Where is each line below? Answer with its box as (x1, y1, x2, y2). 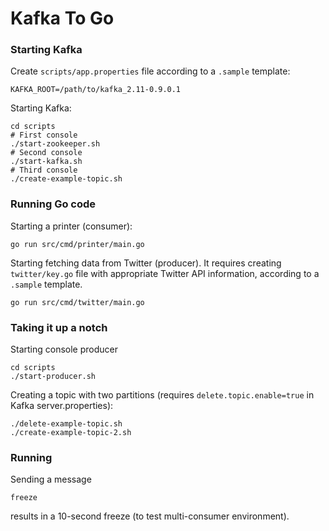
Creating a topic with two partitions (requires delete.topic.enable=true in (10, 389, 315, 401)
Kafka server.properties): (10, 400, 114, 412)
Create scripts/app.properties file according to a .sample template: (10, 65, 291, 77)
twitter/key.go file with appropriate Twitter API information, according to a (10, 267, 320, 279)
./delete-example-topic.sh (10, 419, 123, 429)
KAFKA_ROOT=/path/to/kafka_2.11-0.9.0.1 (10, 85, 182, 95)
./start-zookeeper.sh (10, 139, 101, 149)
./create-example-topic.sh (10, 174, 123, 184)
